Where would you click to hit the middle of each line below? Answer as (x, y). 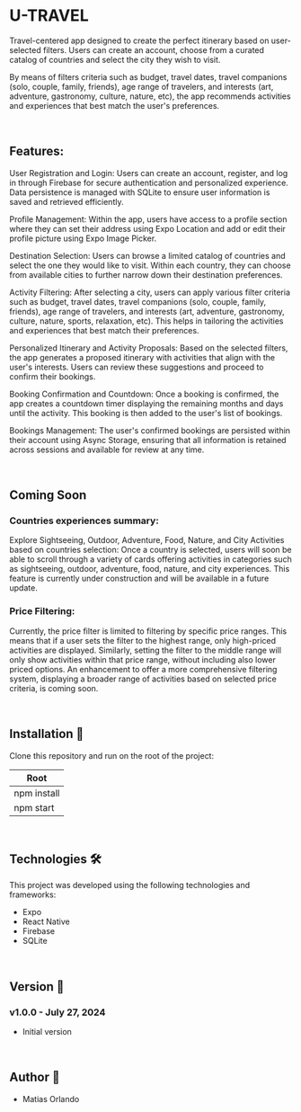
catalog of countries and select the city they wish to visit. (115, 59)
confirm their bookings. (53, 376)
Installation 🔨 (47, 734)
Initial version (47, 1032)
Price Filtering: (42, 611)
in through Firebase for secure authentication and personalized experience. (149, 182)
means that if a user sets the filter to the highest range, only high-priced (143, 640)
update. (23, 588)
